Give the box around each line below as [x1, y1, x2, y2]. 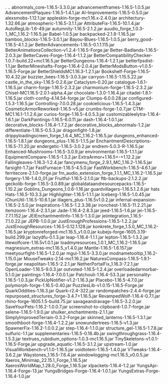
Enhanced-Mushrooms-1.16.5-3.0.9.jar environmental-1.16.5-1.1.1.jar [5, 148, 143, 155]
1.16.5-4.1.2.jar [5, 42, 34, 47]
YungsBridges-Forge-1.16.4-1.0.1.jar [44, 368, 117, 374]
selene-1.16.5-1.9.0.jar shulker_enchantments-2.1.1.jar [5, 309, 114, 315]
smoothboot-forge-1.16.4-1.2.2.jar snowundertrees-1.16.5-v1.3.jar [5, 320, 139, 326]
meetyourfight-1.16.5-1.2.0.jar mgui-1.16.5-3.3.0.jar [5, 250, 109, 256]
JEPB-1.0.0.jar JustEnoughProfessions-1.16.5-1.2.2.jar [28, 218, 138, 224]
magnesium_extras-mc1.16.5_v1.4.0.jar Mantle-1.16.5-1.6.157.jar [5, 245, 133, 251]
